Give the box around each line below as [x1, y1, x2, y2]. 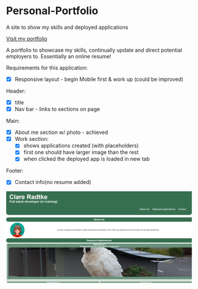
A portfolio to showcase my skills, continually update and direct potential [6, 46, 183, 54]
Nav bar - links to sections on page [14, 106, 100, 113]
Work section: [14, 136, 49, 143]
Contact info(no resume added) [14, 179, 91, 186]
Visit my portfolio [6, 35, 48, 42]
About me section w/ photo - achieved [14, 129, 108, 136]
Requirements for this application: [6, 64, 88, 71]
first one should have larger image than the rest [23, 149, 139, 156]
